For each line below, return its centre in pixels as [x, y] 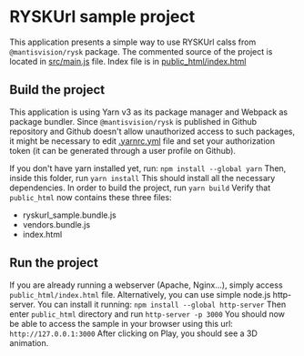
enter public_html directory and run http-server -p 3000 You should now [147, 314]
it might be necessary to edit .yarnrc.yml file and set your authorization [142, 141]
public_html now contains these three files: [91, 197]
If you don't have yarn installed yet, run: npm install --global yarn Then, [148, 168]
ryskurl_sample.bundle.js [69, 215]
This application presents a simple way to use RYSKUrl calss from [133, 42]
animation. [29, 342]
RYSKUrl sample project [102, 17]
